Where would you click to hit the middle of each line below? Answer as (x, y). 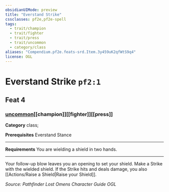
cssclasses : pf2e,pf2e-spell (36, 19)
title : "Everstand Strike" (33, 15)
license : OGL (19, 57)
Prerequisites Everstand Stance (38, 135)
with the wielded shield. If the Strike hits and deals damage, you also (76, 169)
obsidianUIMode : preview (31, 10)
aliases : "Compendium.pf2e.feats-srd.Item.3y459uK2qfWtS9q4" (71, 52)
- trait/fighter (27, 33)
